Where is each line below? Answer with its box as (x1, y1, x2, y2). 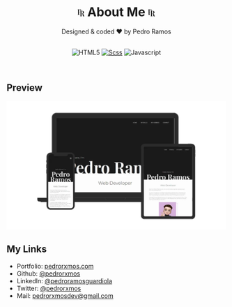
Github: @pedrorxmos (16, 269, 81, 278)
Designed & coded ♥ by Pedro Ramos (61, 27, 171, 36)
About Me (87, 4, 146, 20)
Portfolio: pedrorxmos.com (16, 262, 94, 270)
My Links (6, 244, 47, 255)
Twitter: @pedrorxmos (16, 284, 82, 292)
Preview (6, 82, 43, 94)
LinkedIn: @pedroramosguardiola (16, 276, 113, 285)
